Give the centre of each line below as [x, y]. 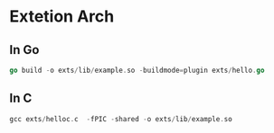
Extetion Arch [62, 17]
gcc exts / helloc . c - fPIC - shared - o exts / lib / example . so [121, 119]
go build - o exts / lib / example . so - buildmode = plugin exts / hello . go [137, 70]
